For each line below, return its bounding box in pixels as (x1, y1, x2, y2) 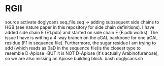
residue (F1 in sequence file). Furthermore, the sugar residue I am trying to (5, 40, 156, 45)
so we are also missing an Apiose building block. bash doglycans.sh (5, 55, 143, 61)
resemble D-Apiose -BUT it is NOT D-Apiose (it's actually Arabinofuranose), (5, 50, 159, 56)
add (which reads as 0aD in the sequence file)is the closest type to (5, 45, 141, 51)
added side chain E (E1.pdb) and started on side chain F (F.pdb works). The (5, 29, 158, 35)
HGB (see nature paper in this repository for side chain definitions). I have (5, 24, 155, 30)
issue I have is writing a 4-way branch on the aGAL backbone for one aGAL (5, 35, 158, 41)
